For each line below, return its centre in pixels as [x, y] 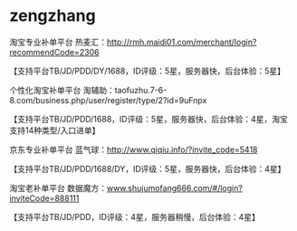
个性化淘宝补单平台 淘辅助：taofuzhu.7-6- [88, 90]
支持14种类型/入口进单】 [55, 130]
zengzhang [53, 16]
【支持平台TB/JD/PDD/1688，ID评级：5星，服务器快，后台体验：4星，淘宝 [148, 119]
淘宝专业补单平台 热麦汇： [58, 42]
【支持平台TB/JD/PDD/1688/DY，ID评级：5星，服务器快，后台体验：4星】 [148, 168]
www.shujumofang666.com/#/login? [174, 188]
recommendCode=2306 [54, 52]
